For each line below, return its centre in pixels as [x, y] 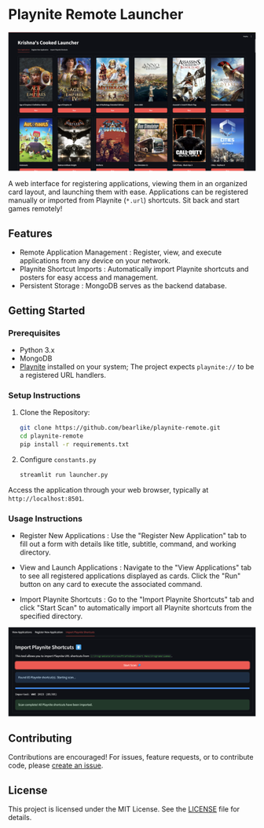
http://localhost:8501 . [46, 498]
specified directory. [51, 616]
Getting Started [47, 311]
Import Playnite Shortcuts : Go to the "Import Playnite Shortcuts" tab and [137, 599]
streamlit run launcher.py [64, 474]
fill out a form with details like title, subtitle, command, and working [128, 544]
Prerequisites [34, 333]
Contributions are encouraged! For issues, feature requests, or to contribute [131, 757]
